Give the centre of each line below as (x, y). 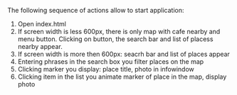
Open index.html (42, 24)
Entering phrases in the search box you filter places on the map (111, 62)
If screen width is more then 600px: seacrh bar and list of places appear (123, 54)
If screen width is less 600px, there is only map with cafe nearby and (119, 32)
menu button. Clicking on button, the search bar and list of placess (115, 39)
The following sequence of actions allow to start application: (96, 10)
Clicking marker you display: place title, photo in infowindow (106, 69)
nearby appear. (40, 46)
